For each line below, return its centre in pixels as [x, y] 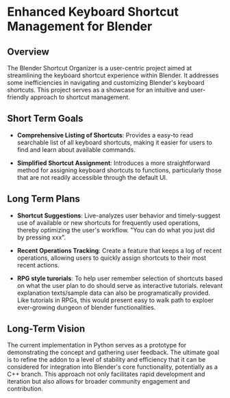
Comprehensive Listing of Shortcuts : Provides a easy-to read [105, 135]
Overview [28, 52]
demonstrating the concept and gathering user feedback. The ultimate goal [113, 352]
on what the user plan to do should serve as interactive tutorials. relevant [120, 285]
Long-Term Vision [46, 329]
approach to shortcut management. [80, 97]
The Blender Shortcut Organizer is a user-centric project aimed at [100, 68]
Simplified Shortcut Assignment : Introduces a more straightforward [114, 163]
